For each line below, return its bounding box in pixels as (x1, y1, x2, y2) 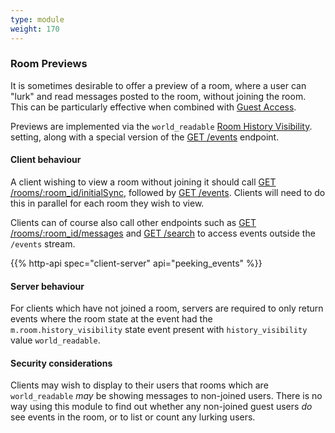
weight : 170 (10, 24, 60, 34)
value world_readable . (10, 334, 101, 346)
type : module (10, 14, 65, 25)
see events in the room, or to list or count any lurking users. (10, 411, 256, 423)
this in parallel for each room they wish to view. (10, 197, 205, 209)
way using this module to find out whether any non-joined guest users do (10, 401, 313, 413)
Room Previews (10, 57, 88, 71)
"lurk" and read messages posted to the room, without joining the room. (10, 90, 307, 102)
